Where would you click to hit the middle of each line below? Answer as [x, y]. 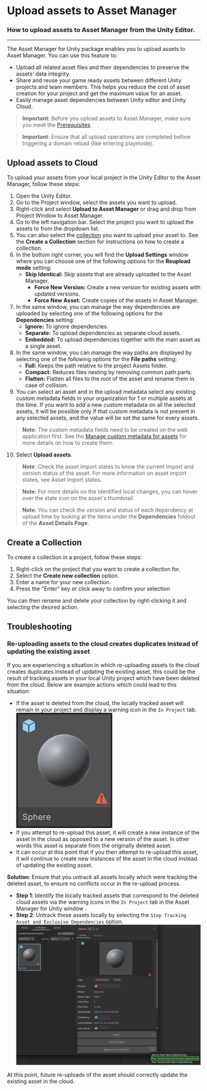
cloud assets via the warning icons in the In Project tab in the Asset [103, 902]
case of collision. [46, 385]
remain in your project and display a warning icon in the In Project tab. [106, 710]
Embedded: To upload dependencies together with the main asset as [113, 340]
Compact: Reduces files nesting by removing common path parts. [109, 372]
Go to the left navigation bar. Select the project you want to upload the [105, 222]
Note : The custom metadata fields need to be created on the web [105, 430]
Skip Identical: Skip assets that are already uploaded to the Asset [108, 275]
